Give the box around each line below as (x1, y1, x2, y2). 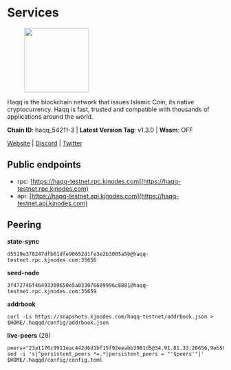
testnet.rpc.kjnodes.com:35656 (7, 256, 97, 264)
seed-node (7, 268, 40, 277)
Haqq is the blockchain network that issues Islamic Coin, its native (7, 97, 195, 106)
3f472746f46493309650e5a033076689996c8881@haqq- (7, 281, 149, 289)
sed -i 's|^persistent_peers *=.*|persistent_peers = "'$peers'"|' (7, 350, 205, 358)
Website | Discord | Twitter (7, 139, 82, 147)
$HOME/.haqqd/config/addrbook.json (7, 319, 109, 326)
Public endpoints (7, 159, 81, 171)
